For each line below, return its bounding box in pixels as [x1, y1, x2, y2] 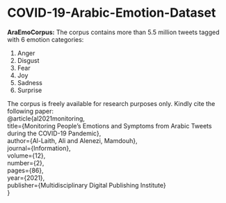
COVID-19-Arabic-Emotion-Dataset [7, 5, 216, 21]
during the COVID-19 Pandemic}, [7, 129, 102, 137]
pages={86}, [7, 166, 44, 174]
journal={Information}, [7, 144, 71, 152]
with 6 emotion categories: [7, 35, 84, 43]
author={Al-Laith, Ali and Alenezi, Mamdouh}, [7, 136, 138, 144]
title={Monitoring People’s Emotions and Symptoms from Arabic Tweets [7, 121, 212, 130]
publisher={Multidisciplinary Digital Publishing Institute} [7, 181, 166, 189]
